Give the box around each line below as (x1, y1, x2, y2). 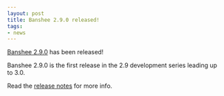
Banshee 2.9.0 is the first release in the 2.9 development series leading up (7, 61, 218, 69)
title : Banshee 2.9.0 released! (7, 16, 100, 23)
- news (7, 29, 26, 36)
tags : (7, 23, 23, 29)
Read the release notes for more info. (7, 82, 113, 90)
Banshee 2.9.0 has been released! (7, 48, 104, 56)
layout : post (7, 10, 45, 17)
